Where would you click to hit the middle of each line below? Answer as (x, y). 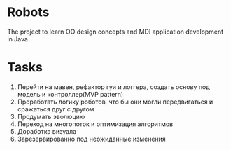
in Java (17, 39)
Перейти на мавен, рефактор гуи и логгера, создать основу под (113, 87)
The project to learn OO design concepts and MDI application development (115, 32)
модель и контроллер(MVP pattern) (70, 94)
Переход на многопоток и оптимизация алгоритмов (95, 124)
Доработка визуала (47, 131)
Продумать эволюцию (51, 116)
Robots (28, 12)
